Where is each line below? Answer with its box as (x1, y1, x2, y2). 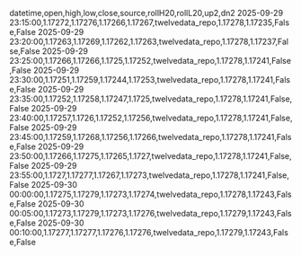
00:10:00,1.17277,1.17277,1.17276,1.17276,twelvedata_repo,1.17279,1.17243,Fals (9, 227, 289, 237)
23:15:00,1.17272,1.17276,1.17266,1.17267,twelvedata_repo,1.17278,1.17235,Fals (9, 17, 290, 28)
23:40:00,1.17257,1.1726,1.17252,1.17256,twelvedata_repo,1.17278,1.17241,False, (9, 112, 293, 123)
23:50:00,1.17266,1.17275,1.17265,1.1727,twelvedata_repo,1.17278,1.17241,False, (9, 151, 292, 161)
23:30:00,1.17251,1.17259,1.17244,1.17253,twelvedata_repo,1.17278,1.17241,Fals (9, 75, 290, 84)
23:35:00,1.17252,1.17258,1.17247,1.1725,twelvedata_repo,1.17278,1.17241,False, (9, 93, 293, 104)
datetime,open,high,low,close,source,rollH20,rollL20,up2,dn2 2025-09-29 (9, 8, 284, 18)
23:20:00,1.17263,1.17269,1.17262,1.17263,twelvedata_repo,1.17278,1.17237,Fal (9, 36, 289, 47)
